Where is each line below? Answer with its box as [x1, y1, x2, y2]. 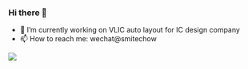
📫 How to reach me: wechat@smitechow [19, 34, 158, 44]
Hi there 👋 [8, 7, 48, 18]
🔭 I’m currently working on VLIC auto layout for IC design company [19, 25, 240, 35]
